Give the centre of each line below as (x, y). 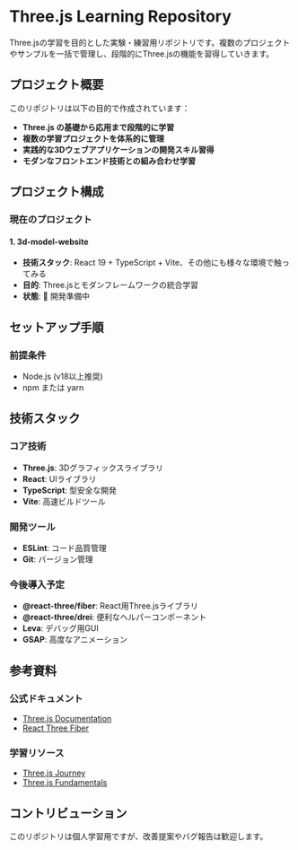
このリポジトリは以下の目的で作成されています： (100, 108)
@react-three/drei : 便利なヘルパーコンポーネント (114, 618)
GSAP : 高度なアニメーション (75, 640)
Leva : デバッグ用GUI (60, 628)
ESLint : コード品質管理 (65, 548)
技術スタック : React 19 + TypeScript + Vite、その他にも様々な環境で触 (152, 263)
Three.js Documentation (67, 718)
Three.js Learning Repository (120, 17)
